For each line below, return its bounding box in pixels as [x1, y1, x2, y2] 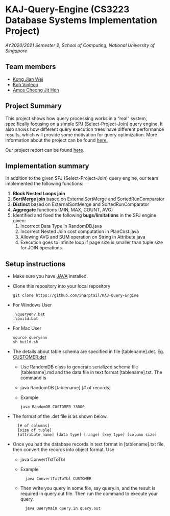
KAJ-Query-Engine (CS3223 [5, 4, 130, 15]
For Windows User [12, 302, 52, 308]
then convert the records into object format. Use [12, 447, 115, 453]
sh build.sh [12, 340, 38, 345]
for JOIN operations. [20, 245, 64, 251]
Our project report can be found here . [5, 147, 85, 153]
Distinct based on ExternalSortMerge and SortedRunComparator [12, 201, 150, 207]
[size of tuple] [17, 428, 52, 433]
